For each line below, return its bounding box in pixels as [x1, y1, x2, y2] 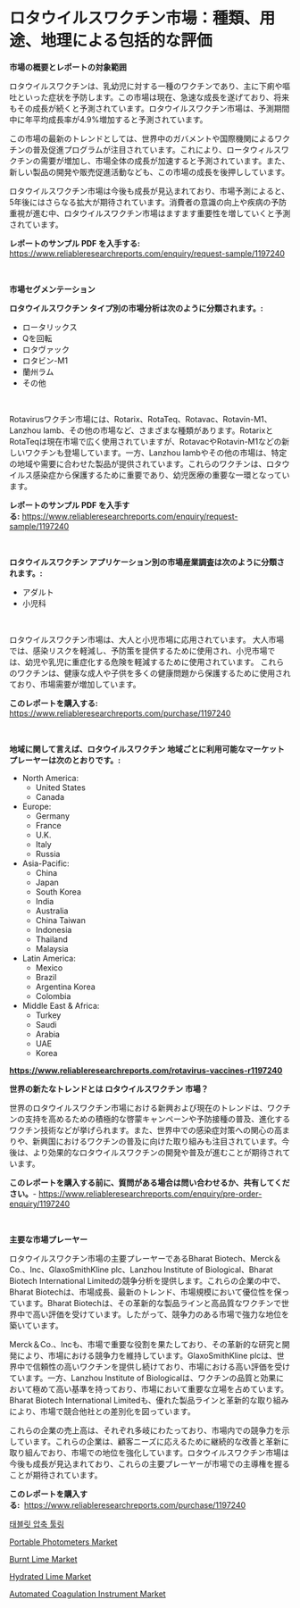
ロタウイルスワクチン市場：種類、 [9, 8, 261, 29]
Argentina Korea [35, 981, 96, 992]
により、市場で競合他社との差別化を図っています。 [9, 1405, 196, 1416]
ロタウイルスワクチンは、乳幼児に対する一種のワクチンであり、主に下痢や [9, 80, 283, 91]
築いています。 [9, 1320, 64, 1330]
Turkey [35, 1010, 62, 1021]
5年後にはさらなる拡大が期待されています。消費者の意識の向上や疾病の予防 [9, 196, 287, 207]
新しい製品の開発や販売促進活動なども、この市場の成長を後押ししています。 [9, 166, 290, 177]
